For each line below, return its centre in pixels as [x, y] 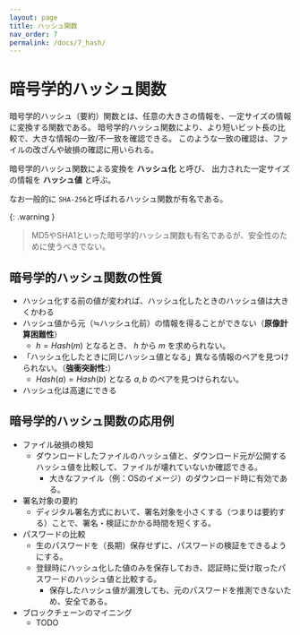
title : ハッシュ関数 [43, 26]
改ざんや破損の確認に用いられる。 [95, 150]
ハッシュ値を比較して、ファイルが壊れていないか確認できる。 [149, 467]
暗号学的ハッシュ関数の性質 [86, 277]
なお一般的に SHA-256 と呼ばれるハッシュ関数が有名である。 [119, 199]
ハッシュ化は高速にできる [69, 390]
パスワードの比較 [54, 534]
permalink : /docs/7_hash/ [57, 43]
